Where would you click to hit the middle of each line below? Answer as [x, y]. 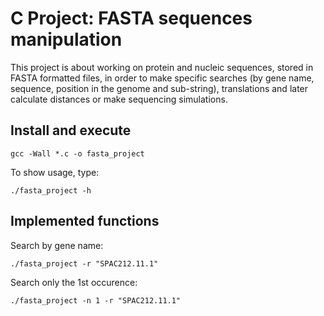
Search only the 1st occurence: [74, 282]
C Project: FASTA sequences [131, 18]
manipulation [66, 39]
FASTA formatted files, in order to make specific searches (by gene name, [162, 78]
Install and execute [71, 130]
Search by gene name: [57, 245]
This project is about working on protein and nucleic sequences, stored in [162, 67]
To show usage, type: [55, 172]
